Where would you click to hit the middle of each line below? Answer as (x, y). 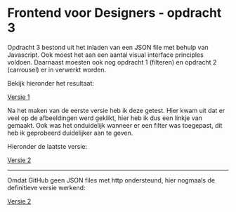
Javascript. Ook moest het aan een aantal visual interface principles (105, 55)
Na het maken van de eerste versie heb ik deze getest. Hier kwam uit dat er (116, 110)
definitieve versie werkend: (46, 187)
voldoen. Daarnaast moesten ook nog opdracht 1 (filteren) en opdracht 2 (112, 62)
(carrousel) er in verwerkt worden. (57, 69)
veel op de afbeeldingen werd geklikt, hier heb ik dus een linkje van (105, 118)
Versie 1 (19, 97)
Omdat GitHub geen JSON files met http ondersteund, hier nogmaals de (111, 180)
